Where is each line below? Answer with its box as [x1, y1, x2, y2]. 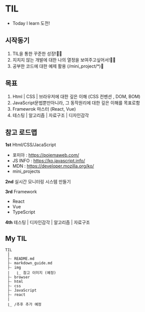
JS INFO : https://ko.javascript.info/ [12, 158, 85, 164]
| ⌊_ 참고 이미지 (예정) [7, 270, 56, 275]
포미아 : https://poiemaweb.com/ [12, 152, 79, 158]
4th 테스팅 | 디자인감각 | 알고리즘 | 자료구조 [5, 219, 90, 225]
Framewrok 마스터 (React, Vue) [12, 106, 76, 112]
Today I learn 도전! [12, 20, 50, 26]
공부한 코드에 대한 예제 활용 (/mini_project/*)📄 [12, 63, 104, 69]
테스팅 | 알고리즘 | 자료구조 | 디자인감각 [12, 112, 89, 118]
